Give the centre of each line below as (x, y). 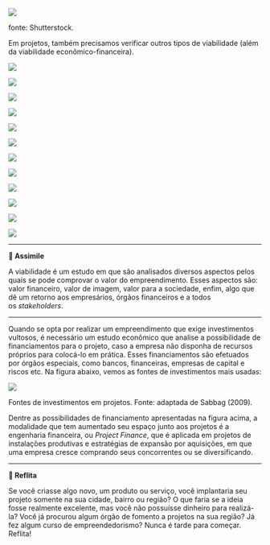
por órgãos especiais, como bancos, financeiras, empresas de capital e (127, 363)
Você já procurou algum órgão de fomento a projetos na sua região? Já (137, 516)
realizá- (241, 508)
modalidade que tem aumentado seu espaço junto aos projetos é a (119, 426)
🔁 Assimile (26, 256)
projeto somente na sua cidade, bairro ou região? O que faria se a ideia (126, 500)
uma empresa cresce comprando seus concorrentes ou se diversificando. (131, 452)
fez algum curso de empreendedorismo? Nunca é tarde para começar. (125, 525)
